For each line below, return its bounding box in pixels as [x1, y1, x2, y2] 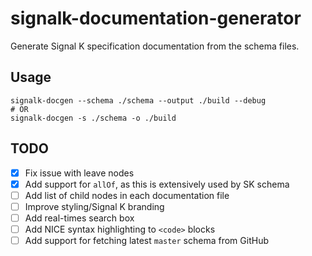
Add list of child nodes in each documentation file [24, 189, 230, 201]
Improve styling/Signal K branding [24, 200, 165, 212]
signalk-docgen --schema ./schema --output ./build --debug [10, 95, 267, 106]
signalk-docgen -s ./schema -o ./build [10, 113, 177, 123]
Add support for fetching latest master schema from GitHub [24, 234, 269, 246]
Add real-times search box [24, 212, 135, 224]
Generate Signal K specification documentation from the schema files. [10, 40, 300, 52]
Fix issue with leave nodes [24, 167, 135, 179]
